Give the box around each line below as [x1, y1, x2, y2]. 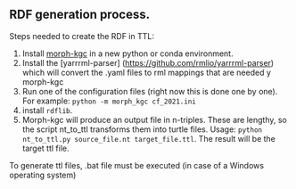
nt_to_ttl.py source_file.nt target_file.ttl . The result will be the [21, 133, 276, 144]
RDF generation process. [9, 7, 150, 22]
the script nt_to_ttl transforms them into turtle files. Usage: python [21, 124, 263, 135]
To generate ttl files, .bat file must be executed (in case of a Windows [9, 160, 265, 170]
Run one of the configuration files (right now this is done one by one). [21, 86, 278, 96]
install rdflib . [21, 104, 73, 115]
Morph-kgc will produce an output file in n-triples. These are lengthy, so [21, 114, 287, 125]
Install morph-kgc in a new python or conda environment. [21, 48, 234, 59]
